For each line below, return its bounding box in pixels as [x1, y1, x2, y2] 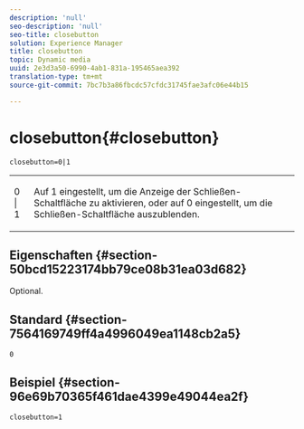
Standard [9, 311, 63, 327]
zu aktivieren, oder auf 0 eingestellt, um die [89, 196, 273, 209]
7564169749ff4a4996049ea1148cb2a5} [9, 326, 242, 341]
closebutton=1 [9, 413, 63, 422]
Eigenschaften [9, 247, 93, 262]
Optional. [9, 286, 43, 297]
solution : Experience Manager [9, 38, 124, 48]
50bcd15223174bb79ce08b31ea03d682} [9, 262, 247, 277]
